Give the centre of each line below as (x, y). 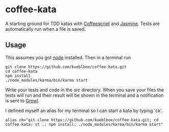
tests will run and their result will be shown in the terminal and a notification (85, 95)
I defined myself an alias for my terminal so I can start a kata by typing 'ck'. (84, 111)
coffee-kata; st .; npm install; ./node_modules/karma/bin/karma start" (84, 124)
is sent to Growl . (22, 100)
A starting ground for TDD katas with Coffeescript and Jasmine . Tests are (82, 24)
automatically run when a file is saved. (45, 29)
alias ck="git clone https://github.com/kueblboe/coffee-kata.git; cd (82, 120)
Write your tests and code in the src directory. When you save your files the (85, 90)
